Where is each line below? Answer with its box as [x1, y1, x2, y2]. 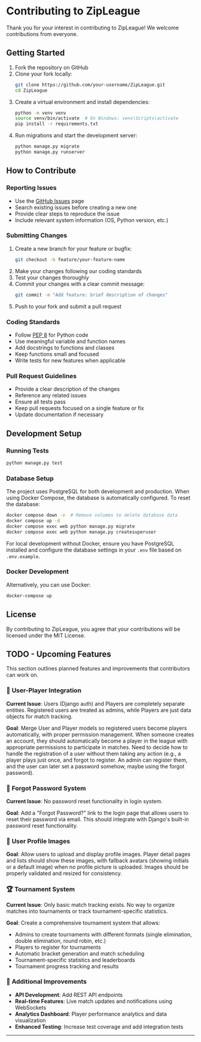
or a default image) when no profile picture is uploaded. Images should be [6, 863, 188, 871]
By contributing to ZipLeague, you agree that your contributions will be [6, 625, 181, 633]
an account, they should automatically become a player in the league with [6, 737, 188, 744]
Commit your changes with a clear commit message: [14, 280, 145, 288]
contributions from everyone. [6, 30, 78, 37]
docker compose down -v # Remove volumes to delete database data [6, 512, 178, 519]
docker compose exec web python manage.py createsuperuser [6, 529, 157, 535]
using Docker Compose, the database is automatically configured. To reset [6, 494, 191, 502]
